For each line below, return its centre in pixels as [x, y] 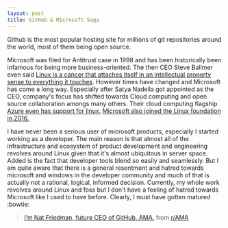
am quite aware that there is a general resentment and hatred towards [105, 168]
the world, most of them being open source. [69, 47]
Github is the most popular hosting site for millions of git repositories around [114, 39]
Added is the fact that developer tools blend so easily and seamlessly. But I [113, 160]
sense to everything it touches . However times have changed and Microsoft [114, 81]
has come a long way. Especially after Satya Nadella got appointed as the [111, 89]
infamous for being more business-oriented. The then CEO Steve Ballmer [110, 67]
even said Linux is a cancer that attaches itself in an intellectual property [109, 74]
